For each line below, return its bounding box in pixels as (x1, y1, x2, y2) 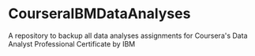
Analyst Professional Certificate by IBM (8, 39, 136, 48)
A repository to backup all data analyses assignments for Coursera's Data (8, 31, 248, 40)
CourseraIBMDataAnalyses (8, 5, 191, 23)
